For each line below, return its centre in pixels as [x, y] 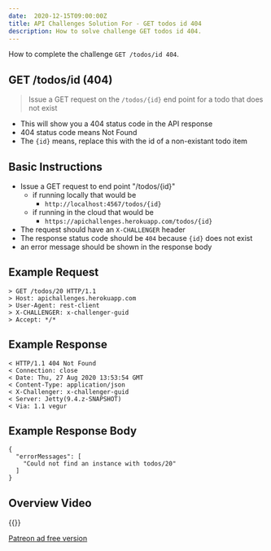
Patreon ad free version [48, 539]
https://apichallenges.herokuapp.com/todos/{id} [129, 221]
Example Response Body [72, 431]
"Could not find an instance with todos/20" [100, 464]
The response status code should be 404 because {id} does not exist [136, 238]
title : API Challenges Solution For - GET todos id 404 [105, 24]
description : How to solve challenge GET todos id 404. [105, 31]
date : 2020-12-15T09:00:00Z [58, 16]
